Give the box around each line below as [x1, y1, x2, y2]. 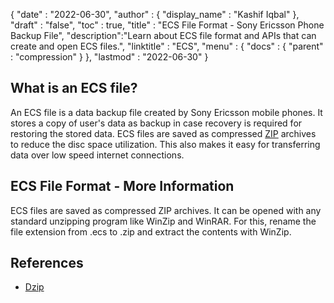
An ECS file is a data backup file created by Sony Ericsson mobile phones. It [10, 106, 323, 118]
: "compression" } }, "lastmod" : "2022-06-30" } [10, 51, 209, 63]
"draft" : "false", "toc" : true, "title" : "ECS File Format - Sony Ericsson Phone [10, 19, 325, 31]
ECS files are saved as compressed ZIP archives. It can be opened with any [10, 204, 322, 216]
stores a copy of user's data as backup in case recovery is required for [10, 117, 303, 129]
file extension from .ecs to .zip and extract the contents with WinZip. [10, 225, 292, 238]
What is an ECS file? [10, 80, 138, 97]
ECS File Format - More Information [10, 178, 235, 195]
